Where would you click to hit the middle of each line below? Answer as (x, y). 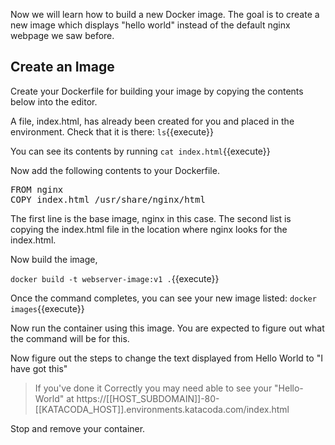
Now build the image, (54, 259)
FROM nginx (37, 189)
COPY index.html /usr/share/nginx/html (108, 199)
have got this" (39, 368)
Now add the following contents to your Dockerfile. (115, 170)
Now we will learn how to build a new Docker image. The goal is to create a (165, 14)
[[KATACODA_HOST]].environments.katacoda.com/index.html (162, 409)
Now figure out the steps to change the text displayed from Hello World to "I (166, 358)
